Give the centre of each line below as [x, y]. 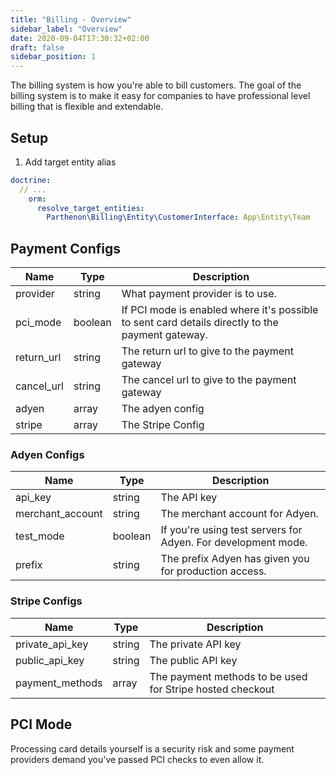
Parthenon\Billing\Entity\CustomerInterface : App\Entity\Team [178, 217]
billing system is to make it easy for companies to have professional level [160, 96]
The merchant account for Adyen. [239, 514]
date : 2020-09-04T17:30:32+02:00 [80, 38]
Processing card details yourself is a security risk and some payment [152, 748]
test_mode [40, 536]
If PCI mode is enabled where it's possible [220, 310]
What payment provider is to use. [199, 294]
